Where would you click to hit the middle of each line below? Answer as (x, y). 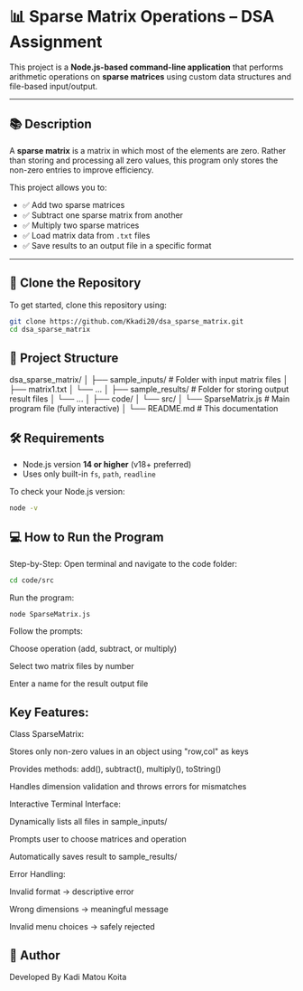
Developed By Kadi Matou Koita (68, 977)
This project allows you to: (58, 187)
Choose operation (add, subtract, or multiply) (93, 649)
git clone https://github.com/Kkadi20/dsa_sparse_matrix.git (127, 321)
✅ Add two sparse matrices (73, 204)
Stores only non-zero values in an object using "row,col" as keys (129, 751)
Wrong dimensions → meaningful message (89, 910)
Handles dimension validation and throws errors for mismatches (128, 787)
